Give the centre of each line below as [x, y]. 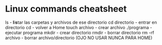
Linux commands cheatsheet [66, 9]
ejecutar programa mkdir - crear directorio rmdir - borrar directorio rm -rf [80, 32]
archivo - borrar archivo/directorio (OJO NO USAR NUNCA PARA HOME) [79, 38]
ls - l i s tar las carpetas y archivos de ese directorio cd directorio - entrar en [81, 22]
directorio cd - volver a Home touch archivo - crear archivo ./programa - [79, 27]
